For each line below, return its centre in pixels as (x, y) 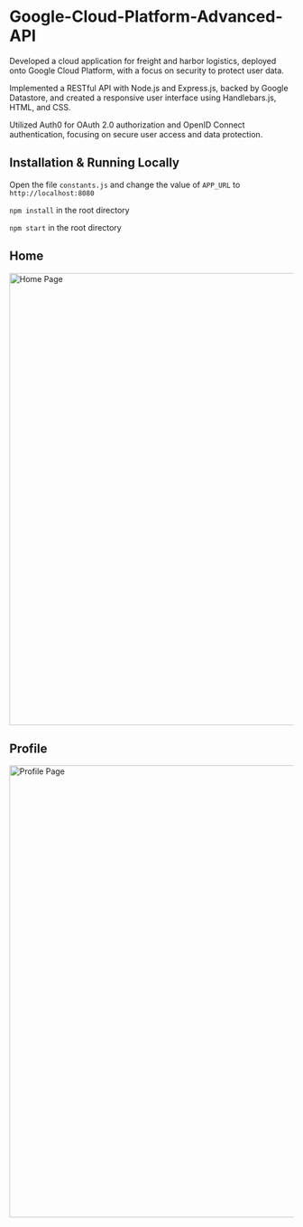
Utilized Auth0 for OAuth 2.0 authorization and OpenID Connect (127, 125)
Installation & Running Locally (95, 163)
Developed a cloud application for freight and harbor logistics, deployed (143, 61)
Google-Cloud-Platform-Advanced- (146, 17)
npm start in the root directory (65, 227)
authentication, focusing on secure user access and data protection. (136, 134)
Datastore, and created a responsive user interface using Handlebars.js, (143, 98)
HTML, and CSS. (40, 107)
